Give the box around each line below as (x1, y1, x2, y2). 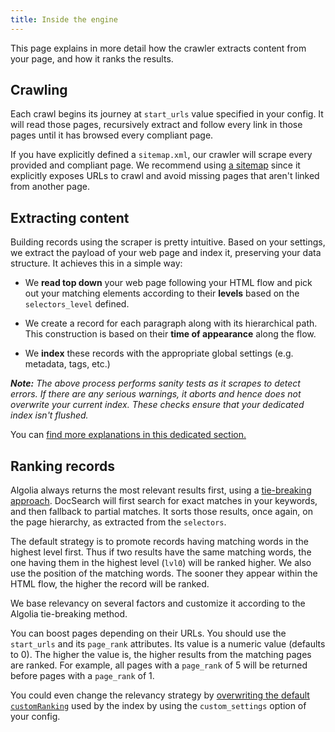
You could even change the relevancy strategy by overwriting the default (10, 689, 310, 701)
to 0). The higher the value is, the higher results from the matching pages (10, 649, 312, 661)
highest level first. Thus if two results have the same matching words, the (10, 546, 312, 558)
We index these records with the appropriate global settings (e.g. (24, 347, 294, 360)
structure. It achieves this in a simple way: (10, 257, 183, 270)
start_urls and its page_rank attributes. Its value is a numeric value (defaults (10, 638, 326, 650)
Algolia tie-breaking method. (10, 608, 128, 620)
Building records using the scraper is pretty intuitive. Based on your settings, (10, 236, 326, 248)
